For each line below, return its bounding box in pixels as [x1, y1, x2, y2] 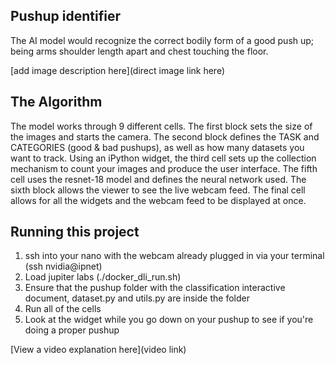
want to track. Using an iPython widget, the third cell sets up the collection [10, 152, 317, 164]
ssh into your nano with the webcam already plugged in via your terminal [24, 250, 325, 262]
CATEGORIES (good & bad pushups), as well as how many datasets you [10, 141, 305, 153]
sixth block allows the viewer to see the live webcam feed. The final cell [10, 184, 306, 196]
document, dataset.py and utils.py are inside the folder [24, 292, 250, 304]
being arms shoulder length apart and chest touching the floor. [10, 45, 269, 57]
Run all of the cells [24, 303, 102, 315]
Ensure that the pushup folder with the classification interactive [24, 282, 286, 294]
